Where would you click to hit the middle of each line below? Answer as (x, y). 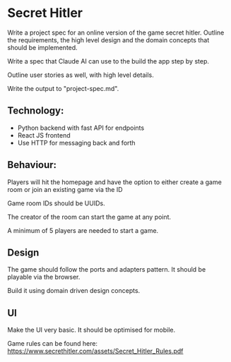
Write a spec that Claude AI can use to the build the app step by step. (108, 61)
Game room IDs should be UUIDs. (56, 203)
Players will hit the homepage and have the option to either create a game (115, 182)
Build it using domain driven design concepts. (74, 291)
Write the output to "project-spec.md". (63, 88)
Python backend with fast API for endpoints (81, 128)
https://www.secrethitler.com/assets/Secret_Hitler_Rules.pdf (95, 351)
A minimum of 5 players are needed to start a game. (83, 230)
